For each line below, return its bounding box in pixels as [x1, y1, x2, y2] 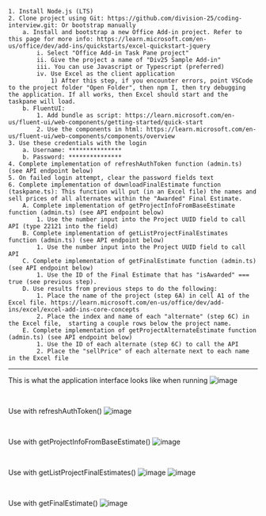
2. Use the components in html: [36, 125, 144, 133]
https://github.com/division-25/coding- [107, 14, 243, 22]
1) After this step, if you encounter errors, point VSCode [50, 77, 253, 85]
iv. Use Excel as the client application [36, 70, 176, 78]
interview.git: [8, 21, 59, 29]
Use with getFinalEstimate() [8, 499, 98, 507]
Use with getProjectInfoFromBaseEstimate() [8, 437, 151, 446]
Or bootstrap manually [61, 21, 136, 29]
